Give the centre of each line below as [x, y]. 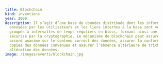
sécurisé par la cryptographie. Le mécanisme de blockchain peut [77, 37]
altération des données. [34, 50]
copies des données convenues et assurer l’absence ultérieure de [78, 45]
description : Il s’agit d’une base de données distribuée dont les [75, 23]
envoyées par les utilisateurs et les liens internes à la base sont [81, 27]
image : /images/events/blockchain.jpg [44, 54]
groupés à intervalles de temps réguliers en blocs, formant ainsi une [83, 32]
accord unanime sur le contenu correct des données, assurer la [76, 41]
